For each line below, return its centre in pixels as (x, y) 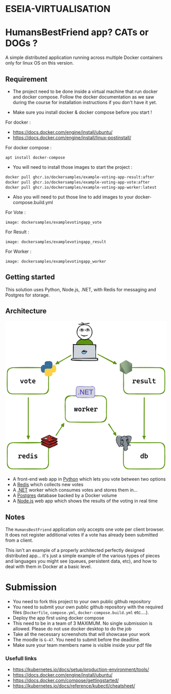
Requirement (26, 79)
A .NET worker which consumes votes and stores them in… (75, 490)
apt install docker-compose (35, 157)
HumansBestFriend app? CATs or (77, 33)
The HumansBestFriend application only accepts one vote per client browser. (85, 529)
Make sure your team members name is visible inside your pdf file (82, 645)
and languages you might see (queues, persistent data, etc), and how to (81, 561)
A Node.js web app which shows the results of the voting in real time (85, 501)
